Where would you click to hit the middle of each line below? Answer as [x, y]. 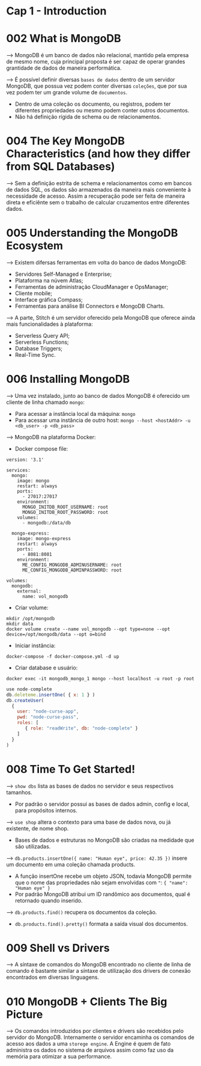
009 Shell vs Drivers [58, 948]
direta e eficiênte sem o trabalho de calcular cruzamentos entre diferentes [98, 203]
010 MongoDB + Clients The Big [87, 1001]
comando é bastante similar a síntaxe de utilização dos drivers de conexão [98, 971]
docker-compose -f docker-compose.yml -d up [63, 656]
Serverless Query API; [42, 336]
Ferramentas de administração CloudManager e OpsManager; [91, 287]
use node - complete [29, 689]
